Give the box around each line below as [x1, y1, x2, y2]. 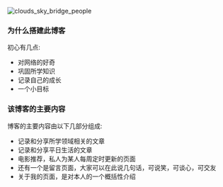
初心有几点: [7, 43, 41, 52]
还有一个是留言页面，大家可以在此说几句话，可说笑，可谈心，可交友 [17, 163, 217, 171]
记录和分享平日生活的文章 [17, 145, 93, 154]
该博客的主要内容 [7, 104, 66, 114]
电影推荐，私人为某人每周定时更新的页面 [17, 154, 136, 163]
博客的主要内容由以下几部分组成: [7, 121, 103, 130]
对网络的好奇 [17, 58, 55, 67]
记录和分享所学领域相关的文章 [17, 137, 105, 145]
